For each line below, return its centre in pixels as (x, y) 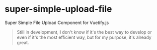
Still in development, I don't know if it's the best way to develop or (84, 32)
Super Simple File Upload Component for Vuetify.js (57, 23)
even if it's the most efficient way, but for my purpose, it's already (84, 37)
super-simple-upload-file (58, 9)
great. (23, 42)
